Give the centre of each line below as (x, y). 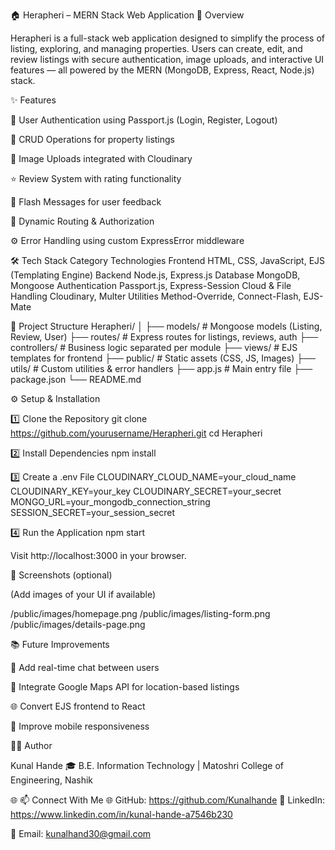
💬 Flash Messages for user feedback (86, 202)
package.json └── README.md (76, 379)
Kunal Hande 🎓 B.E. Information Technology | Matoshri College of (147, 765)
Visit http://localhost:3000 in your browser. (98, 555)
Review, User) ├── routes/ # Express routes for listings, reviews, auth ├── (164, 337)
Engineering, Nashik (52, 780)
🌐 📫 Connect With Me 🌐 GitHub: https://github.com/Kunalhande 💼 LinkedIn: (168, 800)
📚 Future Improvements (60, 644)
